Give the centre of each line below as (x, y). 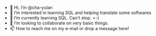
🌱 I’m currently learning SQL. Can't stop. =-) (54, 18)
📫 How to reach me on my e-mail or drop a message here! (69, 28)
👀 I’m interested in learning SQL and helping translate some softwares (80, 13)
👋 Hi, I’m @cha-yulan (31, 8)
